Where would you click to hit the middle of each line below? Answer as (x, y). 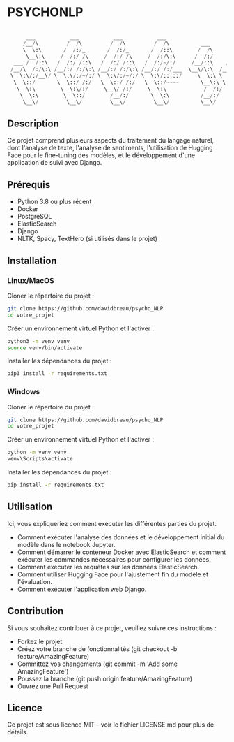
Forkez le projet (40, 641)
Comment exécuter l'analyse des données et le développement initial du (121, 537)
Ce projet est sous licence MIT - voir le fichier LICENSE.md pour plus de (111, 725)
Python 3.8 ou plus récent (54, 202)
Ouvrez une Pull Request (53, 686)
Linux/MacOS (31, 280)
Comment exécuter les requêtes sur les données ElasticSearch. (108, 567)
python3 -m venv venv (39, 341)
